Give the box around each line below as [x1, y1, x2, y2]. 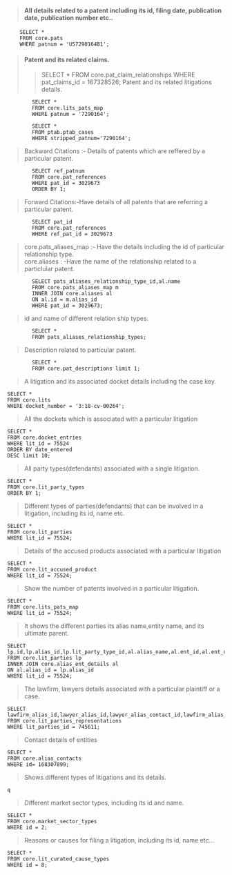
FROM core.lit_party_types [7, 484, 85, 491]
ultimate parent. [23, 629, 69, 638]
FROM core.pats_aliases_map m [32, 284, 119, 291]
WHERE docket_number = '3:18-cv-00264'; [7, 403, 126, 410]
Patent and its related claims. [23, 55, 110, 63]
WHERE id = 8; [7, 862, 48, 869]
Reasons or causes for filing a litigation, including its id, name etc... [23, 836, 215, 845]
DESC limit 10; [7, 453, 51, 460]
